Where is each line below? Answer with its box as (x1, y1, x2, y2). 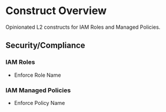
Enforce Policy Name (14, 99, 65, 106)
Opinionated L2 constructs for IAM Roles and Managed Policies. (5, 23, 161, 30)
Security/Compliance (5, 40, 86, 50)
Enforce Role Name (14, 72, 61, 79)
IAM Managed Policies (5, 86, 71, 94)
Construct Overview (5, 4, 107, 18)
